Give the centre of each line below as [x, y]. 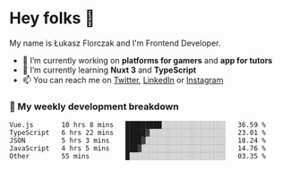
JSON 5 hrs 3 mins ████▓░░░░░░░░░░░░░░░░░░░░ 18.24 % [138, 141]
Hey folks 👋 [52, 18]
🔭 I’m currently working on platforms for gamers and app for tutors [147, 60]
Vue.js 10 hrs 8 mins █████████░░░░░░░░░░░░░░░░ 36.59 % [138, 125]
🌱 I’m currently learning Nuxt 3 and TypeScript [109, 70]
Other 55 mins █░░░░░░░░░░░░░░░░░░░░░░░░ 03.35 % [138, 157]
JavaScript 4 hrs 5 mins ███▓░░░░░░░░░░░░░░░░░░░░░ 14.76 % [138, 149]
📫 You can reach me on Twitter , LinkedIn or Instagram [123, 80]
